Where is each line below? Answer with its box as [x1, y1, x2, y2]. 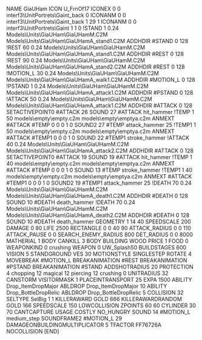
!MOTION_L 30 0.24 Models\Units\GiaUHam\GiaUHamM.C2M [6, 70, 160, 76]
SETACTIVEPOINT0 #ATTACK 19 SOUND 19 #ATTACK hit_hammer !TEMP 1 [6, 154, 192, 160]
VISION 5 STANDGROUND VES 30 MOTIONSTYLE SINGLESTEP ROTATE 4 [6, 250, 192, 257]
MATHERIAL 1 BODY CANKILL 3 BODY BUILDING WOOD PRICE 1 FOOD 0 [6, 237, 189, 245]
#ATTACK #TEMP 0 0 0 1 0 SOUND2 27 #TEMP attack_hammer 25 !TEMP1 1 [6, 121, 196, 128]
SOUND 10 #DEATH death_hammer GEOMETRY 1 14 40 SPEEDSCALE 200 [6, 218, 191, 225]
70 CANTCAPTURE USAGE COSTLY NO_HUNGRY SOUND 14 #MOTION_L [6, 308, 191, 315]
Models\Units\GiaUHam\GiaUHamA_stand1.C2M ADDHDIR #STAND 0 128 [6, 38, 189, 44]
